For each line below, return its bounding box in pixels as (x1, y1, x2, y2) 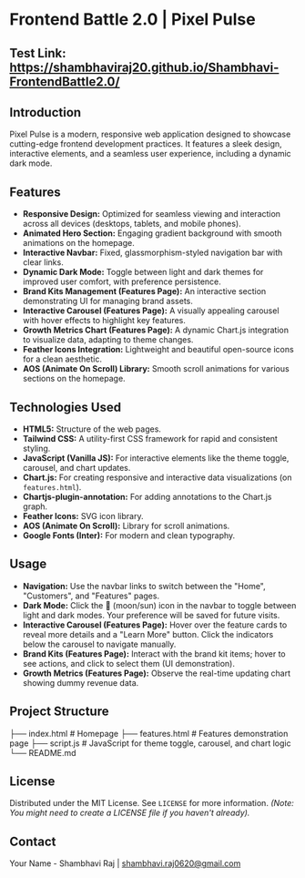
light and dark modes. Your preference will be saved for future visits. (22, 609, 280, 620)
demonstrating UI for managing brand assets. (22, 296, 194, 307)
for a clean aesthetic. (22, 353, 103, 364)
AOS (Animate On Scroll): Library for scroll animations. (22, 520, 230, 532)
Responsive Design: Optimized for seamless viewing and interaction (22, 209, 280, 219)
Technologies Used (9, 399, 121, 414)
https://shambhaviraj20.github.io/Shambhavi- (9, 59, 280, 75)
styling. (22, 443, 51, 454)
